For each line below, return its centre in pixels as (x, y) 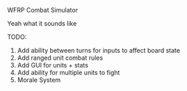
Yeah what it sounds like (42, 23)
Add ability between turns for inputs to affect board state (99, 50)
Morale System (39, 80)
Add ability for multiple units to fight (68, 73)
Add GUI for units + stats (53, 65)
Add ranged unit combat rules (60, 58)
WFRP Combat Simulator (43, 10)
